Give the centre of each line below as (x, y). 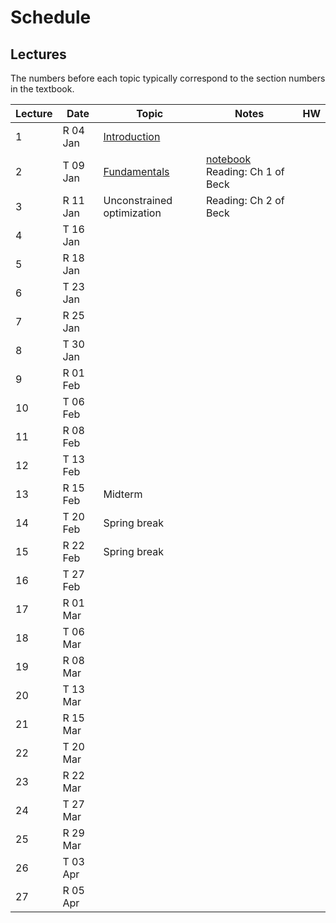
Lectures (38, 54)
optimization (132, 213)
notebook (228, 159)
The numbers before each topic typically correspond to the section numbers (168, 78)
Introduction (132, 136)
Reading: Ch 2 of (245, 200)
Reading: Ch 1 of (245, 171)
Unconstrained (138, 200)
